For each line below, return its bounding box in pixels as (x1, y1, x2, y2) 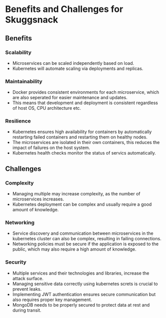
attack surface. (12, 275, 44, 281)
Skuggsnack (5, 14, 58, 25)
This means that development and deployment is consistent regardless (12, 100, 158, 106)
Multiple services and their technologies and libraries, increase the (12, 270, 150, 276)
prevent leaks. (12, 286, 42, 292)
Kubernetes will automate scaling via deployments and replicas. (12, 65, 144, 71)
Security (5, 259, 26, 266)
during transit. (12, 307, 41, 313)
